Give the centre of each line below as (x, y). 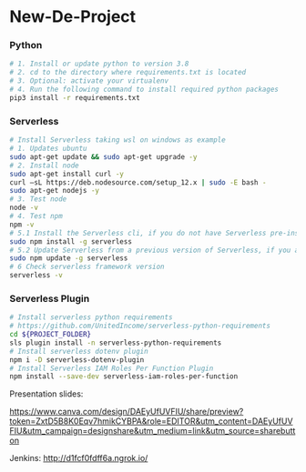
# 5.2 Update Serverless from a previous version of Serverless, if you (150, 250)
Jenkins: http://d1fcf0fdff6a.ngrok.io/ (79, 458)
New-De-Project (73, 17)
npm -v (22, 225)
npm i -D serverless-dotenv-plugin (77, 360)
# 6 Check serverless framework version (87, 267)
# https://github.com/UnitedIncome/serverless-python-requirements (140, 326)
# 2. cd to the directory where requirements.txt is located (128, 73)
